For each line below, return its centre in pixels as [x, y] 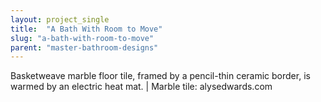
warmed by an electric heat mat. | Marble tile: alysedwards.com [141, 87]
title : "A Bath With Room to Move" [86, 29]
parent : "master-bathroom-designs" [84, 47]
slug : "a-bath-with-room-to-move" [82, 38]
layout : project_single [60, 19]
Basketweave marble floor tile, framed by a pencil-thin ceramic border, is [160, 76]
